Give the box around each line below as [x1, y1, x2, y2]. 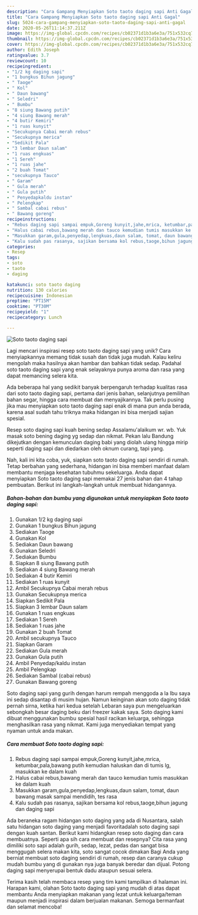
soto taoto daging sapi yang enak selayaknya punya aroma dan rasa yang [6, 366, 184, 373]
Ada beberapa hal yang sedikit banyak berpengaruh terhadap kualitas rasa [6, 383, 187, 390]
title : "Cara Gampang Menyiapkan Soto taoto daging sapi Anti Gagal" [6, 14, 181, 20]
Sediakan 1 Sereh [15, 616, 58, 623]
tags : [6, 255, 20, 261]
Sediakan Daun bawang [15, 540, 73, 547]
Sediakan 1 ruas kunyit [15, 578, 70, 585]
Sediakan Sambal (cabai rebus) [15, 672, 91, 679]
